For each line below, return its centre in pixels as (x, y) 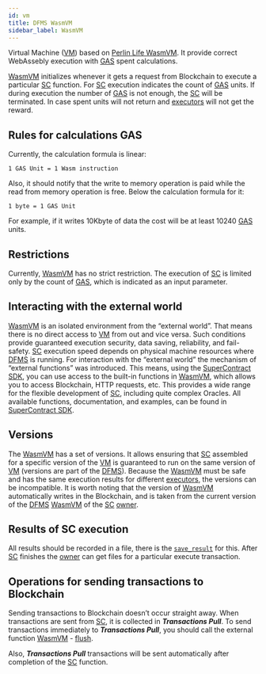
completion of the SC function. (58, 662)
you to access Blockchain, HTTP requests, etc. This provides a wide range (129, 384)
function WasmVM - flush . (51, 638)
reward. (21, 110)
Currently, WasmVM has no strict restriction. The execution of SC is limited (130, 273)
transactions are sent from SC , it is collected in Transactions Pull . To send (130, 622)
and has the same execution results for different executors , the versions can (133, 479)
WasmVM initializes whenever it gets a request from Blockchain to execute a (133, 77)
